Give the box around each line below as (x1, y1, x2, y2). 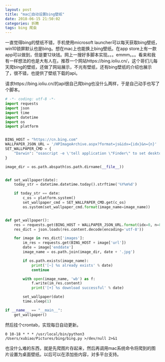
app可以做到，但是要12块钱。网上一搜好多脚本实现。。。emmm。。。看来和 (5, 52, 152, 58)
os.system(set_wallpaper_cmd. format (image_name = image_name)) (23, 204, 151, 209)
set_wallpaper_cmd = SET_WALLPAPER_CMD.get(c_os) (23, 200, 126, 205)
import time (5, 110, 29, 115)
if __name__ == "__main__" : (5, 307, 63, 312)
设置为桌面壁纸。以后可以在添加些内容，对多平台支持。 (9, 351, 121, 357)
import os (5, 119, 26, 124)
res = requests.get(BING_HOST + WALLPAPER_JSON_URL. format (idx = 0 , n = (14, 222, 160, 227)
